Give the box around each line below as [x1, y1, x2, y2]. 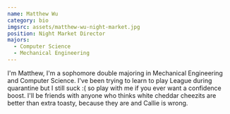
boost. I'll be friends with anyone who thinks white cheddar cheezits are [7, 91, 217, 99]
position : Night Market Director [7, 30, 106, 37]
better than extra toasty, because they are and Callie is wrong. [7, 99, 188, 107]
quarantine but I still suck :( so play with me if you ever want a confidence [7, 84, 222, 92]
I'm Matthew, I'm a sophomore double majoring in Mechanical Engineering [7, 68, 224, 77]
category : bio [7, 17, 49, 24]
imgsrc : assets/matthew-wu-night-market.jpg [7, 23, 140, 30]
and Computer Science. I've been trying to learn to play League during [7, 76, 212, 84]
